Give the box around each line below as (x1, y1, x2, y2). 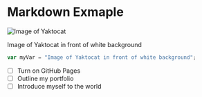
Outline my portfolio (17, 74, 74, 82)
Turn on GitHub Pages (17, 67, 81, 75)
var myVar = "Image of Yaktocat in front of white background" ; (7, 53, 196, 61)
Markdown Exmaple (7, 4, 125, 20)
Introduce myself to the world (17, 82, 102, 90)
